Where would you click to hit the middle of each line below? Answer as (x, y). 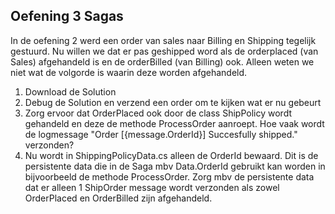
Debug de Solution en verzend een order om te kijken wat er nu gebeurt (173, 102)
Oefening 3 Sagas (67, 16)
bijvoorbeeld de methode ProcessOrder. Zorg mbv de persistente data (169, 176)
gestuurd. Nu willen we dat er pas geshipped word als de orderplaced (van (164, 51)
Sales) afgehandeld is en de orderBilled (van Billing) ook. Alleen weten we (162, 61)
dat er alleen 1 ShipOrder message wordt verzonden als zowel (152, 187)
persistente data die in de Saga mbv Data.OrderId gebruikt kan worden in (175, 166)
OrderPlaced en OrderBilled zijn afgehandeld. (118, 198)
